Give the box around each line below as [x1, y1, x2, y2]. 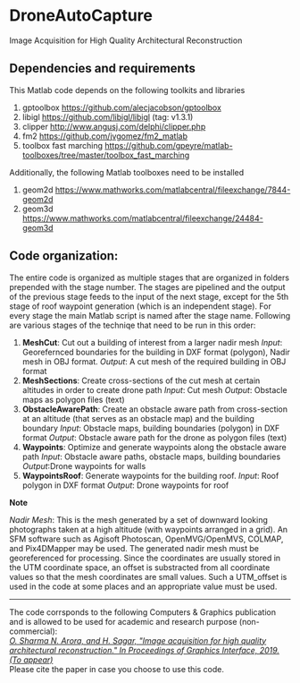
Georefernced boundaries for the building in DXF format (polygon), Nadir [21, 346, 290, 357]
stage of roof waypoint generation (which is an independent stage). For [9, 301, 272, 312]
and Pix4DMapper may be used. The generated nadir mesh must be [9, 542, 259, 553]
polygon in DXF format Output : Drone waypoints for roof [21, 480, 229, 491]
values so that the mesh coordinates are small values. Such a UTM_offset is [9, 571, 287, 582]
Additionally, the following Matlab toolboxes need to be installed [9, 166, 245, 177]
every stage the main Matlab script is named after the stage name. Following [9, 310, 291, 320]
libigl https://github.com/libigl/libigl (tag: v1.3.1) [21, 111, 194, 122]
